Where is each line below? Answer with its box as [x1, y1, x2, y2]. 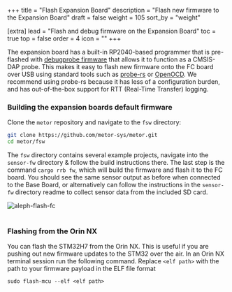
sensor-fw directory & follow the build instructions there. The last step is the [7, 159, 225, 167]
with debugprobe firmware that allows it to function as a [30, 55, 191, 64]
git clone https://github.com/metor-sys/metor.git [7, 132, 158, 139]
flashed [7, 55, 29, 64]
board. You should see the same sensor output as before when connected [7, 173, 222, 182]
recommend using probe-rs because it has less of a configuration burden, [7, 78, 220, 86]
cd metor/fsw [7, 138, 45, 145]
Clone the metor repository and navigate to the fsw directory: [7, 118, 182, 126]
